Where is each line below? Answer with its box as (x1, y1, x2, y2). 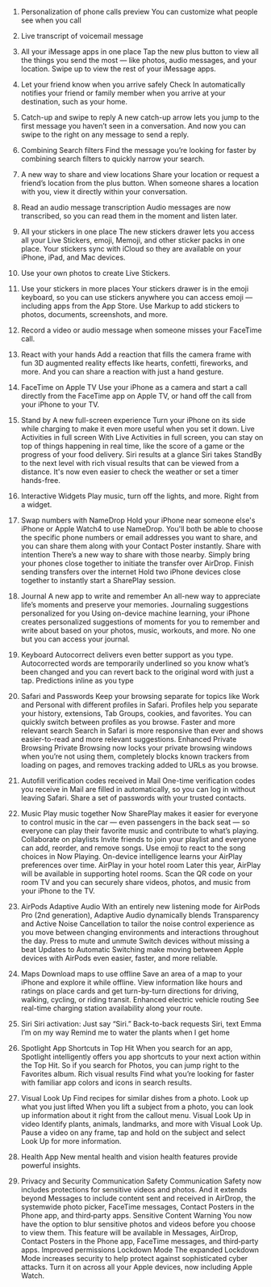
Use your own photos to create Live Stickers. (20, 269, 171, 277)
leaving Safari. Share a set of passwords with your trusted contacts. (20, 793, 247, 802)
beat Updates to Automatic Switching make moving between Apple (20, 945, 244, 954)
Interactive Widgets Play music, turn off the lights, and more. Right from (20, 491, 259, 501)
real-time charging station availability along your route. (20, 1003, 203, 1013)
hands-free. (20, 476, 61, 485)
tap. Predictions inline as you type (20, 675, 134, 685)
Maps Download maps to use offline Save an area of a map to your (20, 969, 243, 978)
